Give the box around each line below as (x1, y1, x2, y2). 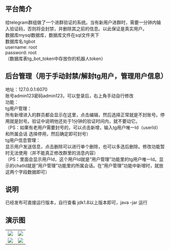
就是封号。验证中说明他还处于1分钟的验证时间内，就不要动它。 (9, 118, 140, 124)
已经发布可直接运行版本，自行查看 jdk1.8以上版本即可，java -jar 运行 (5, 200, 148, 206)
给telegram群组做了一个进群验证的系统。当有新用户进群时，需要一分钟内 (5, 19, 157, 25)
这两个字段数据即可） (5, 169, 50, 175)
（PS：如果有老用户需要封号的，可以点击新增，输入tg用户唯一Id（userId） (5, 124, 161, 131)
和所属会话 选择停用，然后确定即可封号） (5, 131, 91, 137)
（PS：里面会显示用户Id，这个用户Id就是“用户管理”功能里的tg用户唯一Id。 (5, 156, 159, 162)
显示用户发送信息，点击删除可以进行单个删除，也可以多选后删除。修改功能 (5, 143, 160, 149)
